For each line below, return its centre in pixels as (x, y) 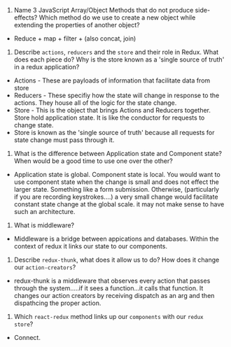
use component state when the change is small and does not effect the (116, 182)
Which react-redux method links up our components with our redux (108, 317)
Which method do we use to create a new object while (117, 17)
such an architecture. (44, 212)
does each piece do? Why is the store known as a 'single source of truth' (119, 59)
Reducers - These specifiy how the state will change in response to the (117, 95)
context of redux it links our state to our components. (91, 246)
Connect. (27, 338)
